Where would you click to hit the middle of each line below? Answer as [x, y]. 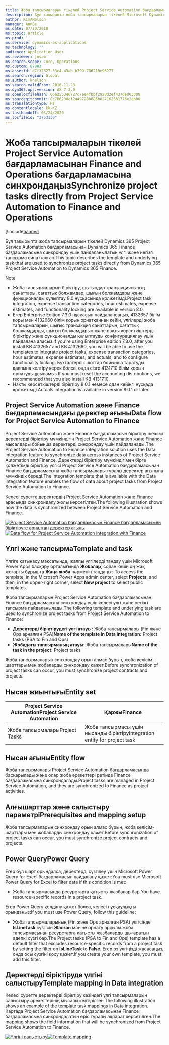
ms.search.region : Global [32, 76]
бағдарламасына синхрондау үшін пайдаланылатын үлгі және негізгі [79, 252]
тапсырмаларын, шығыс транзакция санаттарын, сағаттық [76, 325]
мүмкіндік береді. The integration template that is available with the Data [81, 476]
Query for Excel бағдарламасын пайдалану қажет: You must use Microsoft [83, 876]
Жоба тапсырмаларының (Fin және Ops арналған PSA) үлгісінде [81, 922]
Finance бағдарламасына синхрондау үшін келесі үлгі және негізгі [77, 603]
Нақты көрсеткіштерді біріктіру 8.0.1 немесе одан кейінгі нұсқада [83, 384]
